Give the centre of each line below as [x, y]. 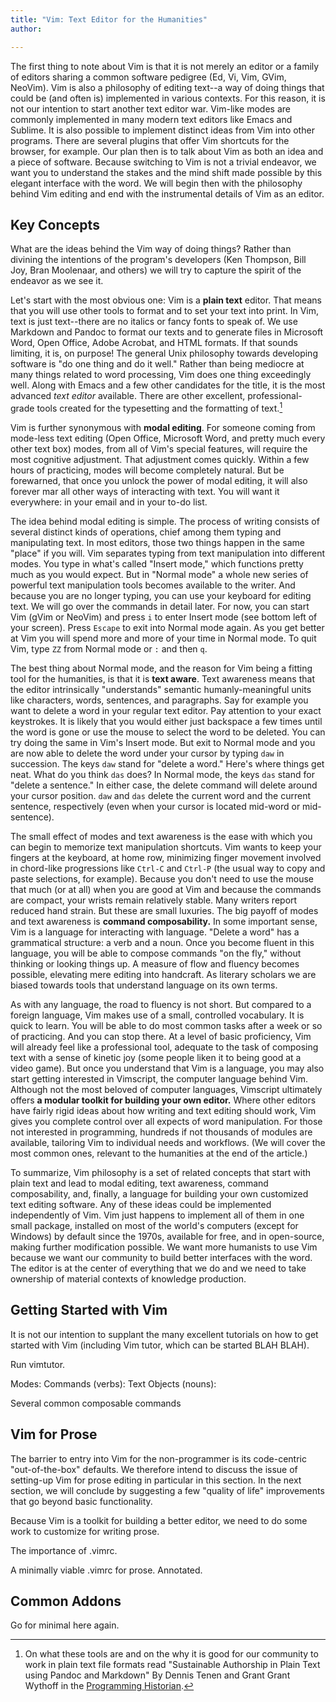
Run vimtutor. [38, 1364]
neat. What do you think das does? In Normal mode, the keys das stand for [162, 774]
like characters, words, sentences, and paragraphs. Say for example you [159, 700]
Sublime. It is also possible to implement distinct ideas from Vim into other [162, 130]
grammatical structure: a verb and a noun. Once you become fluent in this [162, 942]
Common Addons [66, 1601]
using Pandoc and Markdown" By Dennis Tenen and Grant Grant [157, 1675]
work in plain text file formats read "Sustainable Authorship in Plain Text [172, 1665]
